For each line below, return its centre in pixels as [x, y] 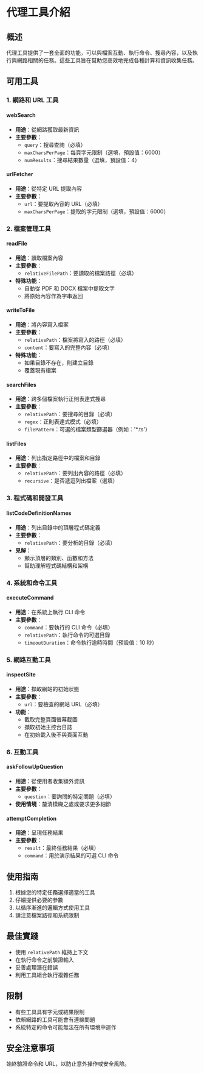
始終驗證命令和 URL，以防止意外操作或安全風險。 [68, 1064]
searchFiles [21, 384]
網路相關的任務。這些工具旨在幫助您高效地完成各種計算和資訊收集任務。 [107, 60]
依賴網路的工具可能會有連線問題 [55, 1019]
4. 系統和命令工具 [32, 583]
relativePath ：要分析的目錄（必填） [70, 542]
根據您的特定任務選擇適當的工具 [55, 892]
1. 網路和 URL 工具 [32, 100]
